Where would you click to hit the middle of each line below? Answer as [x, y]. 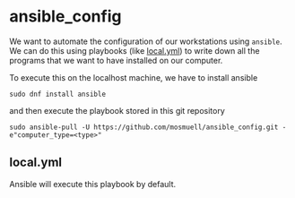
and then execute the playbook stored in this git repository [117, 110]
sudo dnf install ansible [57, 94]
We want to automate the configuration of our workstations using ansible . [146, 41]
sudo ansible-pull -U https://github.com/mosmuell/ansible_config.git [144, 127]
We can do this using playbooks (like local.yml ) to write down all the [134, 50]
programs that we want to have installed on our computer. [116, 60]
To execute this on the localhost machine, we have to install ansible [134, 77]
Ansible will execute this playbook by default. [93, 184]
